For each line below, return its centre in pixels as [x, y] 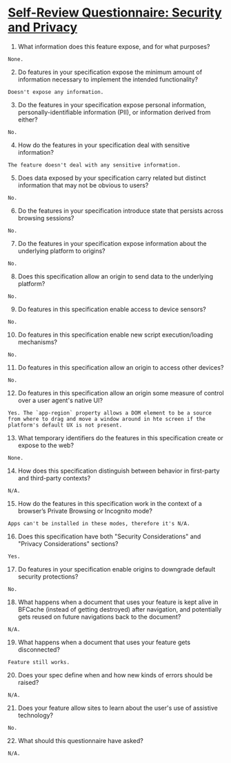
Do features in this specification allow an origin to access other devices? [121, 367]
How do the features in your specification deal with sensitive [104, 145]
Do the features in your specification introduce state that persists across [120, 210]
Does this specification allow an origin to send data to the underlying [115, 276]
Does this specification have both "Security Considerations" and [109, 536]
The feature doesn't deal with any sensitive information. [94, 165]
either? [28, 120]
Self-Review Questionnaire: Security [115, 13]
